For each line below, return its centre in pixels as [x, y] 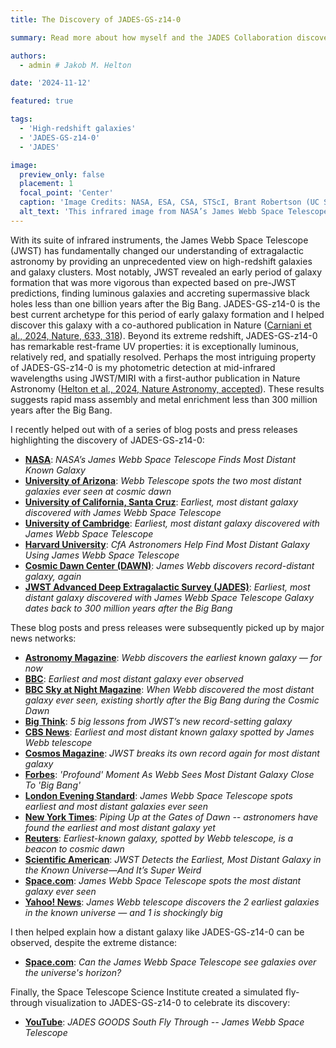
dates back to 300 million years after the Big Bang [128, 608]
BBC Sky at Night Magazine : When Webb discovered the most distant [169, 689]
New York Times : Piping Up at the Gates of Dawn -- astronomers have [171, 817]
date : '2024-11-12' [51, 83]
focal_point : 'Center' [66, 193]
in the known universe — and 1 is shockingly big [123, 912]
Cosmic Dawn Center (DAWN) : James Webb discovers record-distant [169, 565]
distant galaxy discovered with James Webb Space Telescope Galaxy [169, 597]
